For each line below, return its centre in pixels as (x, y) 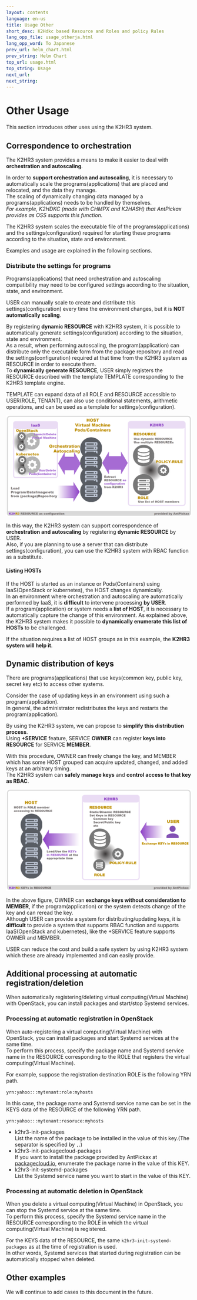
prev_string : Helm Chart (36, 56)
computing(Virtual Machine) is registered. (56, 1229)
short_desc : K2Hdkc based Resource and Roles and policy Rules (85, 31)
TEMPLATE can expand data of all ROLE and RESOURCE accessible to (91, 395)
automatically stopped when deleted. (51, 1259)
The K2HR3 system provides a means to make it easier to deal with (87, 160)
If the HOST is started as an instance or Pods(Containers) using (83, 583)
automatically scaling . (34, 315)
